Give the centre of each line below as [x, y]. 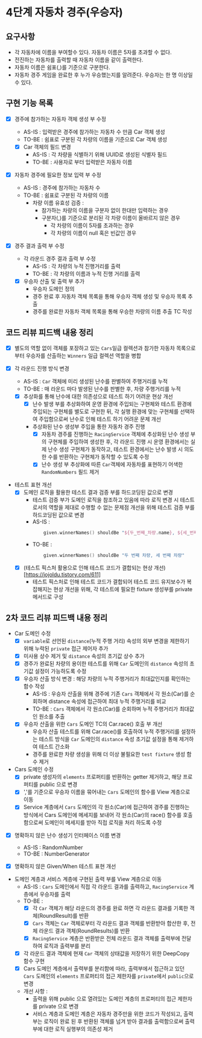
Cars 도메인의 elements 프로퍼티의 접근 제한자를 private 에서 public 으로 [109, 976]
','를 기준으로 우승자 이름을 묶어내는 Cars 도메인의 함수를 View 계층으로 [107, 792]
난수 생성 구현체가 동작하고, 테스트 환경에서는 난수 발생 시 [115, 449]
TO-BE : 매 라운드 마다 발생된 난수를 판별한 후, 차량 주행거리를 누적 [102, 389]
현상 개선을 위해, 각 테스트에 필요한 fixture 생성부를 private [123, 589]
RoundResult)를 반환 [64, 915]
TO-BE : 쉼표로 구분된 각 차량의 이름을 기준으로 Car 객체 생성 [95, 139]
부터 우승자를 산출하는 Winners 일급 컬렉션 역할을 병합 [78, 356]
